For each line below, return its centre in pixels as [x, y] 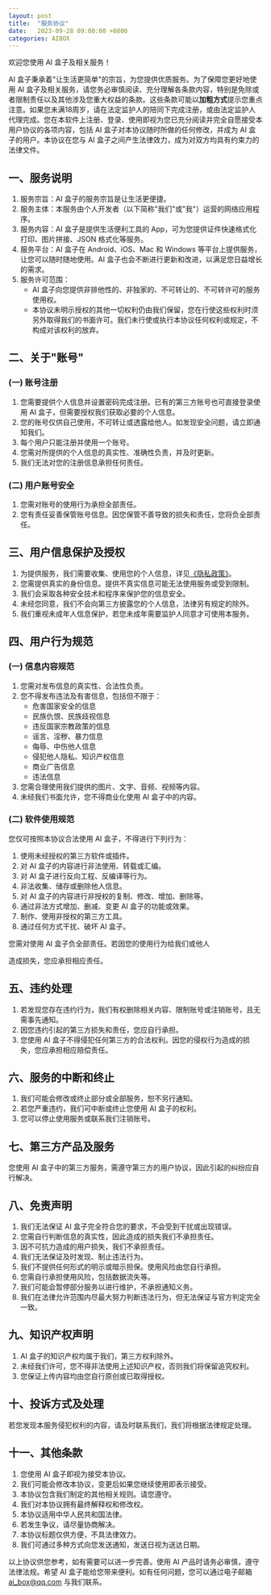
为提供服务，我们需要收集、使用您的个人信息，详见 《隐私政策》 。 [128, 573]
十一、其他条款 [46, 1453]
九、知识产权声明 [51, 1335]
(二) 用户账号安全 [42, 485]
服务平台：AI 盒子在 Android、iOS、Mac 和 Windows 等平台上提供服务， [141, 249]
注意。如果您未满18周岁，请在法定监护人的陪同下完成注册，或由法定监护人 [132, 110]
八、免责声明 [40, 1206]
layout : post [30, 16]
